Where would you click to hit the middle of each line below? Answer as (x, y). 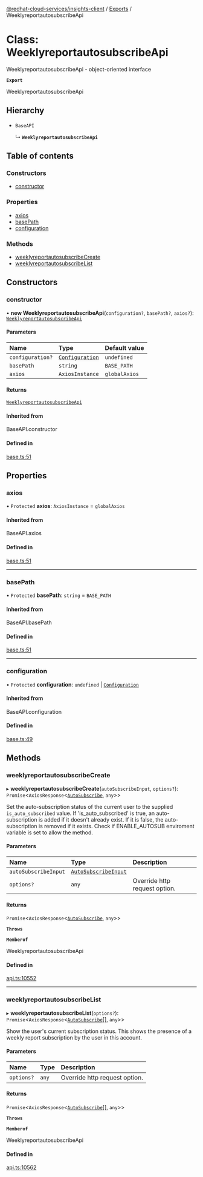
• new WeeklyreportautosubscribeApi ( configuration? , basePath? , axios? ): (100, 313)
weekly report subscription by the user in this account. (74, 1037)
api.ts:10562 (21, 1167)
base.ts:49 (20, 739)
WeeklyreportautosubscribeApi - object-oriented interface (79, 69)
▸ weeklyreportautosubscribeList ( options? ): (63, 1013)
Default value (124, 348)
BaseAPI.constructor (32, 429)
